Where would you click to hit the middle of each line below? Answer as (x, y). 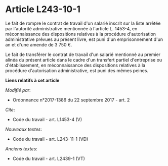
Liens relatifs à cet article (32, 80)
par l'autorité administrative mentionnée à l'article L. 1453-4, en (71, 28)
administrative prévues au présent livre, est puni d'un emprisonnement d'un (84, 39)
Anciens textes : (22, 149)
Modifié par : (18, 90)
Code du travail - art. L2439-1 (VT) (49, 158)
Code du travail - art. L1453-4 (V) (47, 119)
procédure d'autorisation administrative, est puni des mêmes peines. (77, 70)
